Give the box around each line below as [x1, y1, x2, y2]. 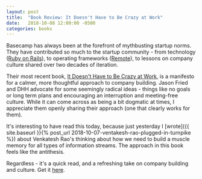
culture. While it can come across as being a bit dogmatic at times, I [6, 99, 175, 106]
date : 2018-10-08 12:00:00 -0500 [6, 20, 96, 26]
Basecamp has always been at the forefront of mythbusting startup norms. [6, 42, 192, 49]
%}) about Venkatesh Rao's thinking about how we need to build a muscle [6, 136, 190, 143]
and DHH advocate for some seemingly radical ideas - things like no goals [6, 85, 191, 93]
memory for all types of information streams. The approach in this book [6, 142, 184, 149]
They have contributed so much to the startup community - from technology [6, 49, 196, 56]
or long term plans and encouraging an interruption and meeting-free [6, 92, 178, 99]
